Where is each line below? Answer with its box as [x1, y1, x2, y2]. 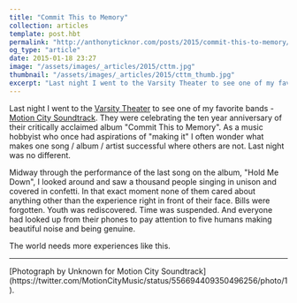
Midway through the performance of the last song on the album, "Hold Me [9, 167, 279, 178]
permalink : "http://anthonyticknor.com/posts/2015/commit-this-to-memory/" [9, 37, 294, 47]
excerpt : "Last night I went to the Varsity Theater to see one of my [9, 79, 275, 87]
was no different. [9, 149, 71, 160]
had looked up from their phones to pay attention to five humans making [9, 214, 272, 224]
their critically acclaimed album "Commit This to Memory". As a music [9, 121, 263, 133]
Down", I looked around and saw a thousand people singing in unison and [9, 176, 277, 186]
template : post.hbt [9, 29, 81, 38]
